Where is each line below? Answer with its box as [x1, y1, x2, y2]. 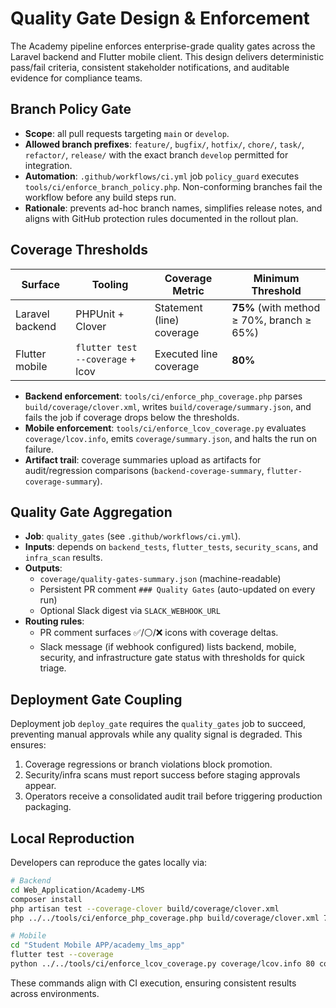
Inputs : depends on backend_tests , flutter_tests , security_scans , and [24, 541, 319, 553]
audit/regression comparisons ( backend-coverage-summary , [24, 464, 265, 476]
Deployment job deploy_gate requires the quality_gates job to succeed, [10, 718, 307, 730]
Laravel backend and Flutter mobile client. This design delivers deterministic [10, 50, 325, 62]
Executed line [154, 347, 218, 361]
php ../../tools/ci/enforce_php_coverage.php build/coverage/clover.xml [10, 913, 320, 923]
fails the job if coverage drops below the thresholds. [24, 411, 240, 423]
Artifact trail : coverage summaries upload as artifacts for [24, 453, 262, 466]
